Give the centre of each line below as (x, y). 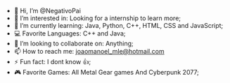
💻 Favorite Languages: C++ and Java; (70, 33)
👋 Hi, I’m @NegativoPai (47, 11)
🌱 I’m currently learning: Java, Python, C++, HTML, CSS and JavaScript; (119, 25)
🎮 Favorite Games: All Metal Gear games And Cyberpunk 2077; (106, 72)
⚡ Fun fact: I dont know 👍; (52, 62)
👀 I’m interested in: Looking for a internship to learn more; (97, 18)
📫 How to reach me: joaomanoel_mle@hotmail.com (89, 51)
